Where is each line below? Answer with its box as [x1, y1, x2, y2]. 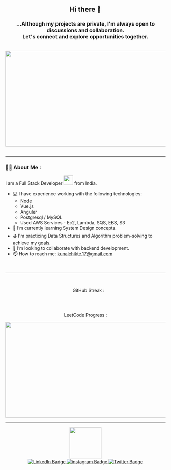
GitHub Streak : [72, 287, 105, 293]
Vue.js [20, 203, 34, 209]
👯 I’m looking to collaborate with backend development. [12, 245, 130, 251]
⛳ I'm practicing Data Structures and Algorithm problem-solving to [12, 232, 153, 239]
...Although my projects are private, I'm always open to [16, 20, 155, 28]
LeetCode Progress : [64, 312, 107, 318]
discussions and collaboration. [46, 27, 125, 34]
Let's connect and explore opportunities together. [22, 33, 149, 40]
